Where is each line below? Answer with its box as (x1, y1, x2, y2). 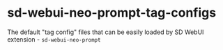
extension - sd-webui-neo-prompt (7, 35, 101, 43)
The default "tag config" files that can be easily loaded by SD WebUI (7, 28, 204, 36)
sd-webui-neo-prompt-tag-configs (7, 5, 217, 21)
